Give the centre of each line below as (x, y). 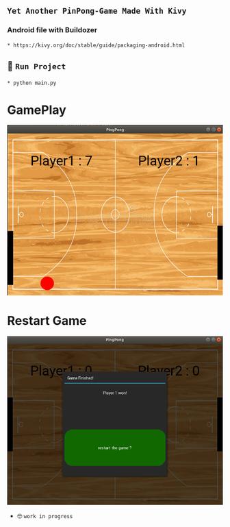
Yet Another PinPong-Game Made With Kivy (97, 11)
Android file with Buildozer (52, 30)
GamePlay (37, 110)
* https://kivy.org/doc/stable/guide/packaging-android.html (96, 45)
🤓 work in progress (45, 515)
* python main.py (32, 83)
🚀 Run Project (37, 66)
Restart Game (47, 320)
